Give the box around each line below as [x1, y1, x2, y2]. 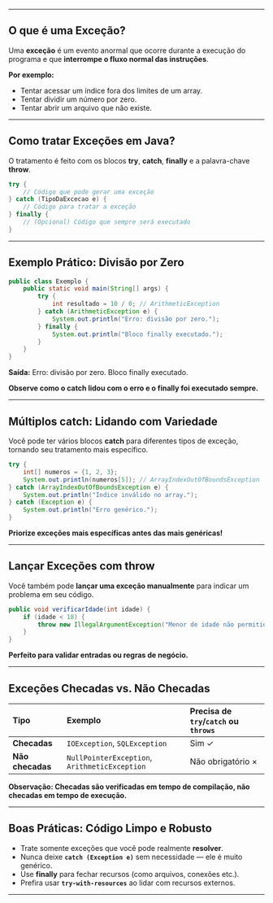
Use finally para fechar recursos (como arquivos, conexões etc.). [19, 869, 240, 879]
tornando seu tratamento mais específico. [8, 445, 149, 454]
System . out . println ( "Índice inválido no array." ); [23, 491, 198, 499]
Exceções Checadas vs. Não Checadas [8, 681, 210, 696]
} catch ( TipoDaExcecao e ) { [8, 195, 107, 203]
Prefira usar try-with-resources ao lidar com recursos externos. [19, 878, 236, 888]
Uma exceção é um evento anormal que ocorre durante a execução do [8, 46, 246, 55]
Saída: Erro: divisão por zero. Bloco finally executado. [8, 368, 188, 377]
